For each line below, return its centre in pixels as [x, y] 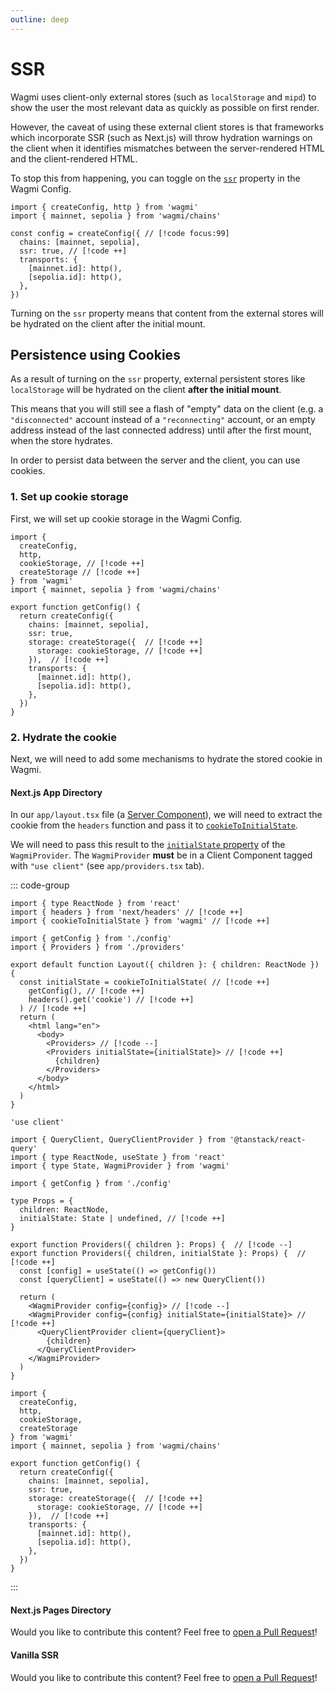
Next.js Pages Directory [61, 1610]
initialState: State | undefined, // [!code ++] [122, 1219]
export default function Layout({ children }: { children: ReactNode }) [165, 965]
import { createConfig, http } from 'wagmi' [104, 207]
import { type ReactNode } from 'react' [96, 904]
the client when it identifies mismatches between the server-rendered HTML [167, 148]
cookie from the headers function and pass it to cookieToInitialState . [154, 825]
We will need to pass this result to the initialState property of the [148, 845]
